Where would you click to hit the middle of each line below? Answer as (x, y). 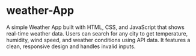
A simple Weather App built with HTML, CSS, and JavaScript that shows (95, 27)
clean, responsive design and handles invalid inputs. (71, 46)
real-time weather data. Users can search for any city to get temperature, (97, 33)
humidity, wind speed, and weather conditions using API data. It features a (98, 40)
